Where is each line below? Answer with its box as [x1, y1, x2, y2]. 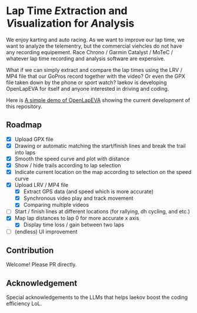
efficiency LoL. [6, 300, 42, 307]
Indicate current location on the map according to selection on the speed [14, 169, 192, 175]
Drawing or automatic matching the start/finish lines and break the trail [14, 142, 186, 149]
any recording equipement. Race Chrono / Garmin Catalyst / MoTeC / [6, 48, 173, 55]
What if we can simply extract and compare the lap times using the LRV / [6, 66, 182, 73]
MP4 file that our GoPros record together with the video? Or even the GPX [6, 73, 185, 80]
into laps [14, 149, 36, 156]
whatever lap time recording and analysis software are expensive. [6, 55, 166, 62]
